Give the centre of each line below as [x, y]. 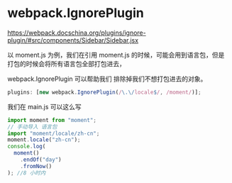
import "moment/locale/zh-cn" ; [54, 133]
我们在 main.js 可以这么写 [44, 106]
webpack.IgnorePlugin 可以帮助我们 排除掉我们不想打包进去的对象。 [107, 79]
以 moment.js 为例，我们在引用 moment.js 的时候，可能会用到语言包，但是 [116, 55]
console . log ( [27, 147]
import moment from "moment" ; [52, 120]
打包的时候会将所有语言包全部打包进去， [66, 63]
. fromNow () [36, 166]
